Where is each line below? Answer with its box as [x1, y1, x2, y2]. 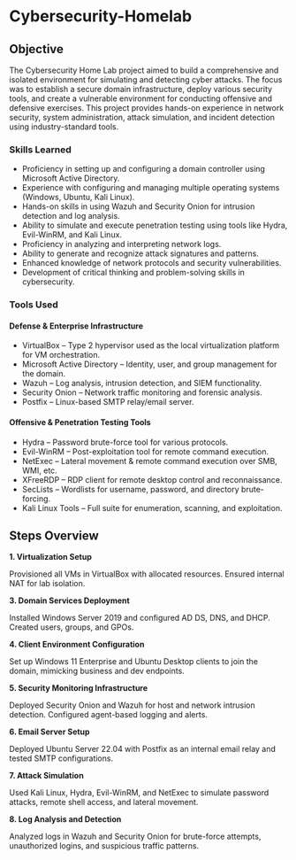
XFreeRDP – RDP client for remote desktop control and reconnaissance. [21, 474, 283, 484]
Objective [9, 42, 65, 57]
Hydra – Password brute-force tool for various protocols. [21, 437, 229, 447]
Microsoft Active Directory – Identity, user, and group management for [21, 359, 277, 369]
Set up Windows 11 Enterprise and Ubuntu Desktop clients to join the [9, 656, 259, 667]
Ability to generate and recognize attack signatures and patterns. [21, 248, 259, 259]
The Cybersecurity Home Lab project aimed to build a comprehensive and [9, 65, 279, 75]
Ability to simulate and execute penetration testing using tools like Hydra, [21, 220, 288, 231]
